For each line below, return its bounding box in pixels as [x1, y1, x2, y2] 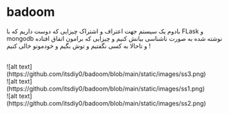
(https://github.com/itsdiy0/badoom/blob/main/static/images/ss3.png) [6, 70, 206, 78]
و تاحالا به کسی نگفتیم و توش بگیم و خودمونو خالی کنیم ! [6, 41, 151, 50]
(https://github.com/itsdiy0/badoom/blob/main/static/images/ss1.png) [6, 84, 205, 93]
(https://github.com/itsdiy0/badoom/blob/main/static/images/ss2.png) [6, 99, 206, 107]
